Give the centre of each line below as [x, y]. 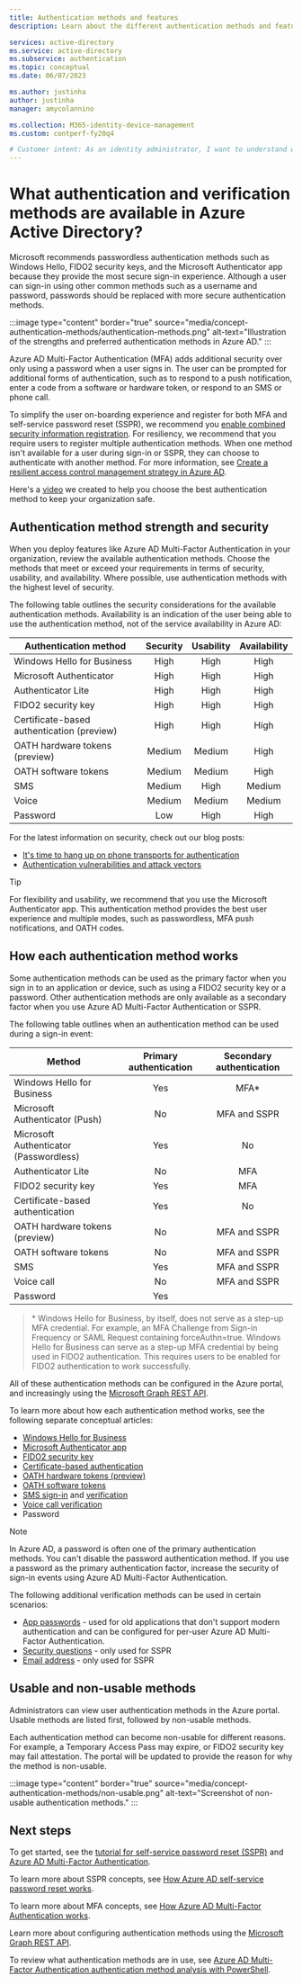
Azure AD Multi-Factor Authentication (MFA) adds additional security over [146, 359]
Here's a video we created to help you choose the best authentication [138, 489]
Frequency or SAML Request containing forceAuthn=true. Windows [156, 1337]
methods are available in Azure [127, 213]
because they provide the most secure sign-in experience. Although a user [148, 276]
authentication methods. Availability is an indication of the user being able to [151, 614]
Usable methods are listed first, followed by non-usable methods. [130, 1719]
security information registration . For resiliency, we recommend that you [143, 434]
